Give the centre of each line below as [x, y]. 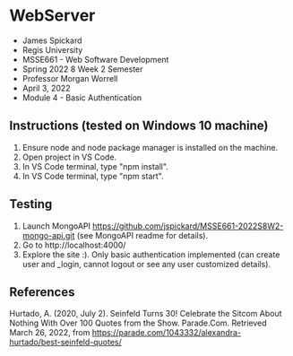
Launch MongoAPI [56, 226]
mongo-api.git [48, 235]
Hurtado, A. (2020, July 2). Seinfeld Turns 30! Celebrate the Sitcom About [146, 314]
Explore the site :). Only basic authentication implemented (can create [151, 254]
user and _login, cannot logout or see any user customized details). [146, 264]
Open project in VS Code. [69, 157]
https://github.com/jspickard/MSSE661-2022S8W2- [188, 226]
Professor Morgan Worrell [70, 78]
